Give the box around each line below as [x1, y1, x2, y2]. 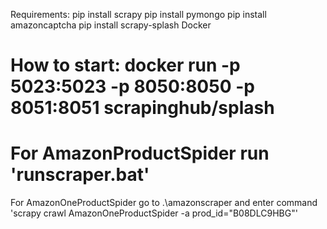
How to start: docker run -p [10, 54, 241, 77]
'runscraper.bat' [10, 164, 150, 186]
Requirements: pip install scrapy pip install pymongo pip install [10, 9, 267, 20]
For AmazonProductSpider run [10, 142, 270, 165]
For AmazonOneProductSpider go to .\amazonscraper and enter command [10, 197, 318, 209]
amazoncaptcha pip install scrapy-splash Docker [10, 19, 212, 31]
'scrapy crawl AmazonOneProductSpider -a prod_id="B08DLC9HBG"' [10, 207, 298, 219]
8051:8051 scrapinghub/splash [10, 97, 275, 119]
